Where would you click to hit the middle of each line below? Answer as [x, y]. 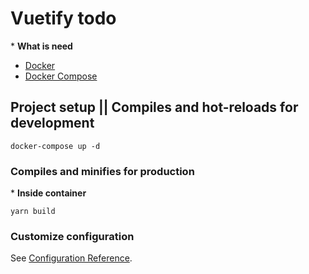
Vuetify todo [63, 18]
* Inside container [48, 193]
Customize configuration [72, 236]
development [52, 123]
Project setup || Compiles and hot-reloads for [154, 107]
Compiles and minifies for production [102, 171]
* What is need [41, 46]
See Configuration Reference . [71, 258]
